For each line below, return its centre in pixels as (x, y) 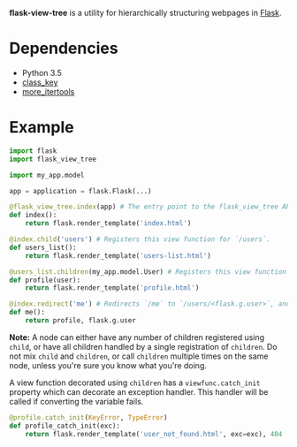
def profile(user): (45, 280)
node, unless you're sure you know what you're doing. (108, 365)
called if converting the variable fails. (76, 401)
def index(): (33, 216)
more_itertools (48, 91)
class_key (40, 82)
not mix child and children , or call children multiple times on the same (139, 356)
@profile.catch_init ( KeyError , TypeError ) (88, 417)
